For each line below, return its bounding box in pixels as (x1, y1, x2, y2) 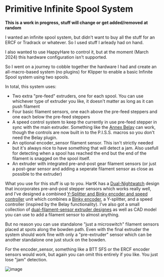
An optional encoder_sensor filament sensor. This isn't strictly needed (12, 139, 153, 145)
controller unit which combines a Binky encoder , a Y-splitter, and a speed (5, 196, 153, 202)
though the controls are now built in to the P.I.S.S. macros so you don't (12, 129, 155, 135)
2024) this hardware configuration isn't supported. (5, 54, 108, 60)
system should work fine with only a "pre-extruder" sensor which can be (5, 231, 152, 237)
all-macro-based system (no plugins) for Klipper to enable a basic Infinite (5, 69, 153, 74)
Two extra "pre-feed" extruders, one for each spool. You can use (12, 93, 143, 99)
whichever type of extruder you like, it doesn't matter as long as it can (12, 98, 154, 104)
